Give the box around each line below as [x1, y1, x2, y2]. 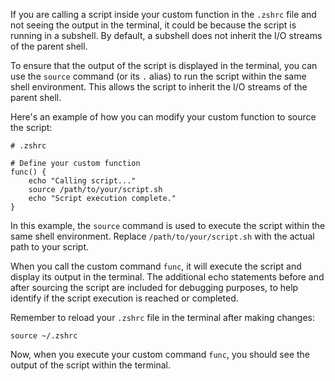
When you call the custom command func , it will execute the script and [10, 260, 302, 272]
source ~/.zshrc [10, 331, 78, 341]
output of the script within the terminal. [10, 359, 171, 371]
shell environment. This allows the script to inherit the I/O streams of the [10, 81, 308, 93]
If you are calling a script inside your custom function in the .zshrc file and [10, 9, 317, 20]
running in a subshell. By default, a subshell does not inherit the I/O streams [10, 30, 323, 41]
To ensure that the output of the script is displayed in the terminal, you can [10, 60, 318, 71]
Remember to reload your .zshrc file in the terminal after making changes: [10, 312, 316, 323]
